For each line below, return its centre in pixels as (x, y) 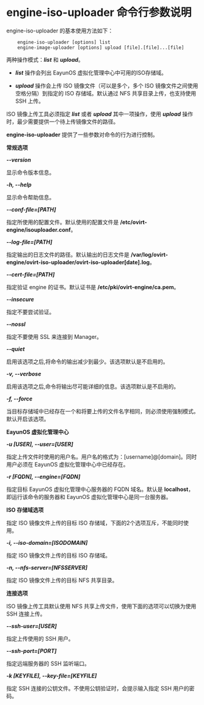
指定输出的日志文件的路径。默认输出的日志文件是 (68, 254)
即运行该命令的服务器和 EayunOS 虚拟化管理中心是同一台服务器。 (89, 496)
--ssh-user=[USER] (31, 626)
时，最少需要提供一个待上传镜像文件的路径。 (63, 121)
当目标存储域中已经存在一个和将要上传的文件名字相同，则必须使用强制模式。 (103, 411)
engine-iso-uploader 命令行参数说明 (99, 13)
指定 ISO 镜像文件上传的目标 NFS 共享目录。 (62, 580)
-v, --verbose (24, 374)
